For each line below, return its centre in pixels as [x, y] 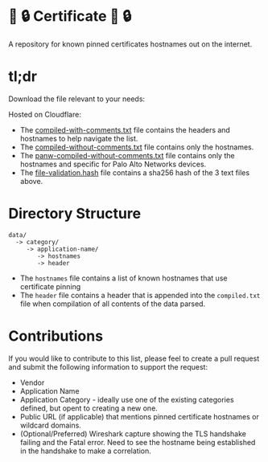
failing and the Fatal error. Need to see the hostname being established [138, 442]
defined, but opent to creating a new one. [89, 408]
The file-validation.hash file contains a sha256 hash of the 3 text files [135, 172]
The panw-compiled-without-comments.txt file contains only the [127, 155]
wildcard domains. [51, 425]
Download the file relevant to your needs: [77, 99]
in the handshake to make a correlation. [85, 451]
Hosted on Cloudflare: [45, 114]
